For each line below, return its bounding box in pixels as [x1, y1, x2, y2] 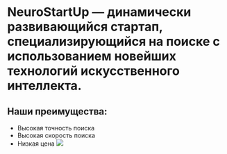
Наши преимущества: [7, 105, 108, 117]
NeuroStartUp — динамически [7, 4, 192, 20]
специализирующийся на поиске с [7, 34, 220, 49]
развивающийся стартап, [7, 19, 163, 35]
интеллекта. [7, 78, 82, 94]
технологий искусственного [7, 63, 180, 79]
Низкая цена [17, 139, 55, 148]
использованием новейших [7, 49, 177, 65]
